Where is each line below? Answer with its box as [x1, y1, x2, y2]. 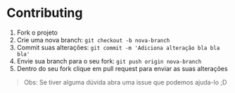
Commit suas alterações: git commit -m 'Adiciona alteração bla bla [16, 43, 220, 51]
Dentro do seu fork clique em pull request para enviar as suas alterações [16, 64, 228, 73]
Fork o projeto [16, 28, 58, 37]
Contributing [6, 5, 83, 21]
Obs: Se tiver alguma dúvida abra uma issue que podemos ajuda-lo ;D [23, 77, 227, 86]
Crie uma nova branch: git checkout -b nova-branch [16, 35, 170, 44]
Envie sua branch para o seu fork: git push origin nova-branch [16, 56, 202, 65]
